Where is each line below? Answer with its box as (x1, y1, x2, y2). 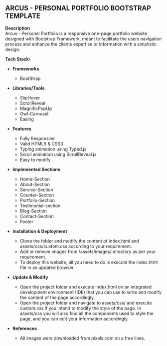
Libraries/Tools (12, 85, 45, 91)
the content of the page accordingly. (19, 294, 95, 300)
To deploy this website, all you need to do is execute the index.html (19, 259, 158, 265)
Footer (19, 218, 33, 224)
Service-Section (19, 186, 53, 192)
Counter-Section (19, 192, 54, 198)
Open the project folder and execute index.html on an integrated (19, 283, 152, 289)
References (12, 325, 37, 331)
